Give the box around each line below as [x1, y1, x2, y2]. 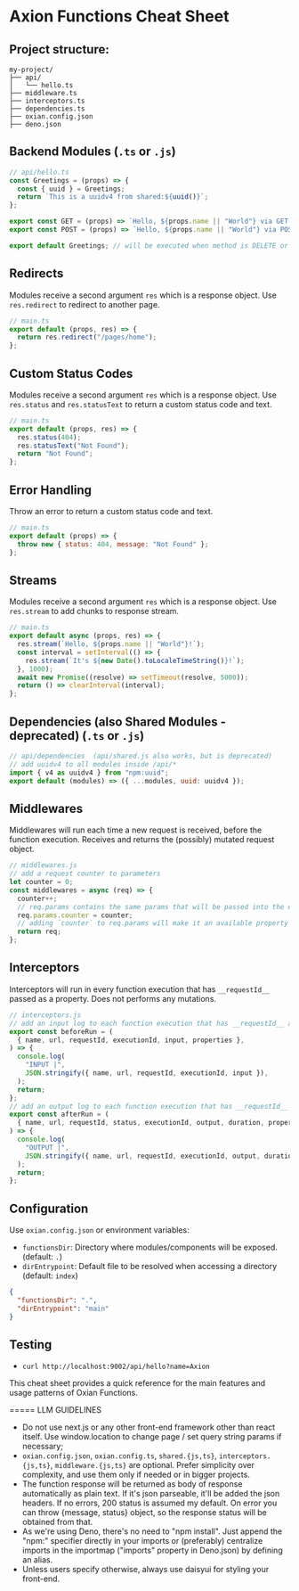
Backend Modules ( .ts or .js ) [9, 144, 176, 160]
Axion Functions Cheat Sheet [9, 6, 230, 27]
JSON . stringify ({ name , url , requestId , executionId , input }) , [25, 1069, 269, 1078]
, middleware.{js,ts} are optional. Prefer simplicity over [50, 1460, 255, 1471]
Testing [9, 1337, 53, 1352]
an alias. [21, 1554, 53, 1565]
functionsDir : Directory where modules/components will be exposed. [21, 1242, 278, 1253]
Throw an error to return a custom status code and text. [9, 506, 214, 516]
